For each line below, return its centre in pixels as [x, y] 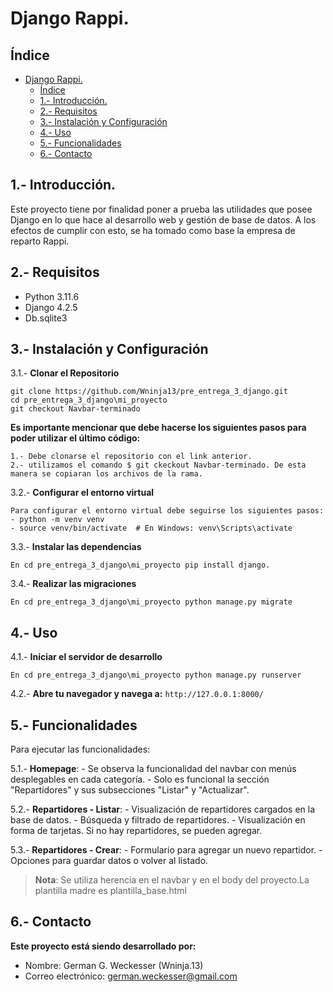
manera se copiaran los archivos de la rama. [106, 474]
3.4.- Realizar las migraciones [73, 584]
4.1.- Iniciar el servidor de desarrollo [86, 657]
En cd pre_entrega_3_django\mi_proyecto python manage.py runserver [156, 675]
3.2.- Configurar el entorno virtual [82, 493]
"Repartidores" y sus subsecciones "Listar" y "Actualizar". [130, 790]
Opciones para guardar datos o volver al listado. [109, 861]
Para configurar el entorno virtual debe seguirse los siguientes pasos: [167, 511]
